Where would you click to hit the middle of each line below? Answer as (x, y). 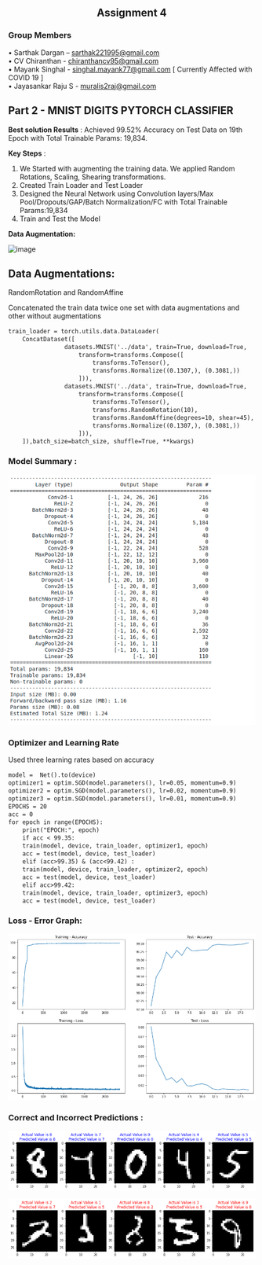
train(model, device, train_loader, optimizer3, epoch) (116, 893)
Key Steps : (27, 153)
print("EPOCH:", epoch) (61, 830)
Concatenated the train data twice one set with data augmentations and (124, 308)
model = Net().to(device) (52, 775)
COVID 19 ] (26, 77)
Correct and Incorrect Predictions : (76, 1118)
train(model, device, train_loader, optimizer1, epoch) (116, 846)
